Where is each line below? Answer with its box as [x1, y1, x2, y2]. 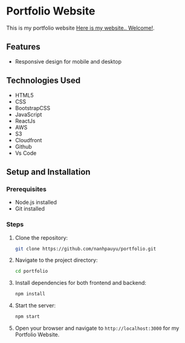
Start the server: [15, 302, 56, 309]
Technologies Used [6, 76, 80, 86]
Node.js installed [15, 198, 57, 206]
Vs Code [15, 149, 37, 157]
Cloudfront [15, 136, 42, 143]
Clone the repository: [15, 234, 68, 241]
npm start [15, 313, 41, 320]
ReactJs [15, 117, 36, 125]
